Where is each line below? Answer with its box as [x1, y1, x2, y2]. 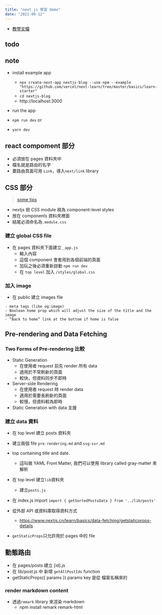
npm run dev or [12, 117, 42, 123]
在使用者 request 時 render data [19, 386, 83, 392]
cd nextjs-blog [19, 94, 50, 99]
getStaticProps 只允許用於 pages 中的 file [12, 533, 95, 538]
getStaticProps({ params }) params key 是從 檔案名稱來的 [12, 574, 128, 580]
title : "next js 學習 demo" [5, 7, 61, 12]
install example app [12, 69, 51, 76]
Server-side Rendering [12, 380, 58, 386]
